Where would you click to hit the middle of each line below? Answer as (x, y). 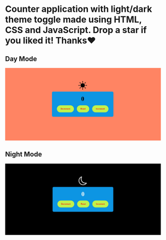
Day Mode (21, 59)
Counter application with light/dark (79, 9)
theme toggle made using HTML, (73, 20)
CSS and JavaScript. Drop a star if (76, 30)
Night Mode (23, 154)
